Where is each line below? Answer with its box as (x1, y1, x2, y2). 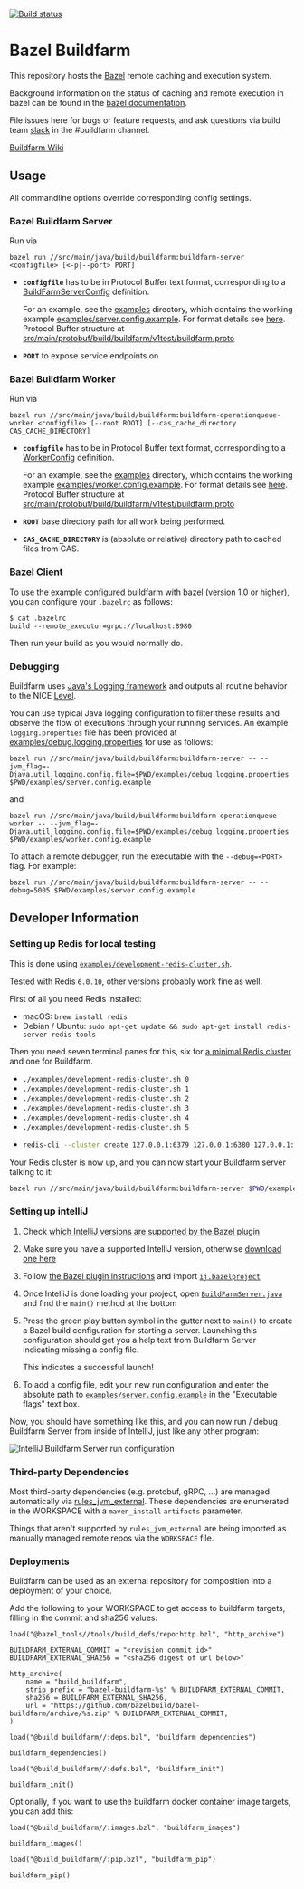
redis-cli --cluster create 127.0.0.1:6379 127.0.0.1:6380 (22, 1140, 251, 1150)
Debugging (9, 660, 60, 673)
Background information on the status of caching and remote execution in (9, 87, 284, 99)
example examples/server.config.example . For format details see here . (22, 313, 286, 325)
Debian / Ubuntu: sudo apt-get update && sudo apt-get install (22, 1020, 263, 1031)
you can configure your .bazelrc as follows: (9, 596, 174, 606)
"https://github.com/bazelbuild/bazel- (49, 1702, 201, 1711)
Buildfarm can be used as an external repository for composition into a (9, 1576, 272, 1587)
